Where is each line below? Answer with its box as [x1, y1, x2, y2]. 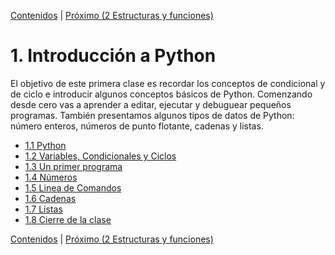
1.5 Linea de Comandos [24, 181, 122, 194]
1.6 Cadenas [24, 192, 77, 204]
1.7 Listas [24, 203, 63, 215]
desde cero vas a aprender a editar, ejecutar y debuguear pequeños [10, 98, 292, 110]
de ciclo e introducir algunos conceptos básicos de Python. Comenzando [10, 88, 313, 100]
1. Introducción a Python [10, 45, 217, 67]
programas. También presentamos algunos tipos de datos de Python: [10, 109, 295, 121]
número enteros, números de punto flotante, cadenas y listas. [10, 120, 264, 132]
